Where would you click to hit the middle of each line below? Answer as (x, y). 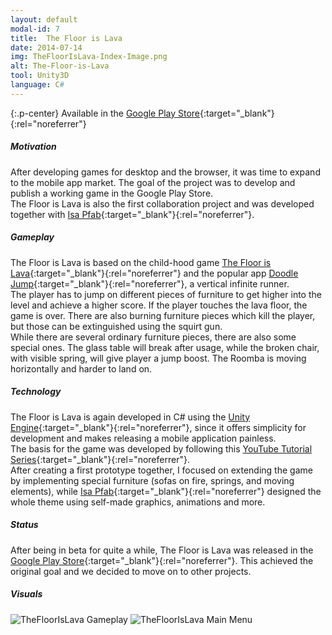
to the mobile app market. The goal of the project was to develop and (153, 182)
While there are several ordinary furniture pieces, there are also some (153, 337)
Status (24, 525)
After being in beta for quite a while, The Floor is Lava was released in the (162, 550)
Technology (36, 392)
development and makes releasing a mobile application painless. (143, 438)
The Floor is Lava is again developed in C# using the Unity (130, 417)
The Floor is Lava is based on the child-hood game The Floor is (141, 262)
